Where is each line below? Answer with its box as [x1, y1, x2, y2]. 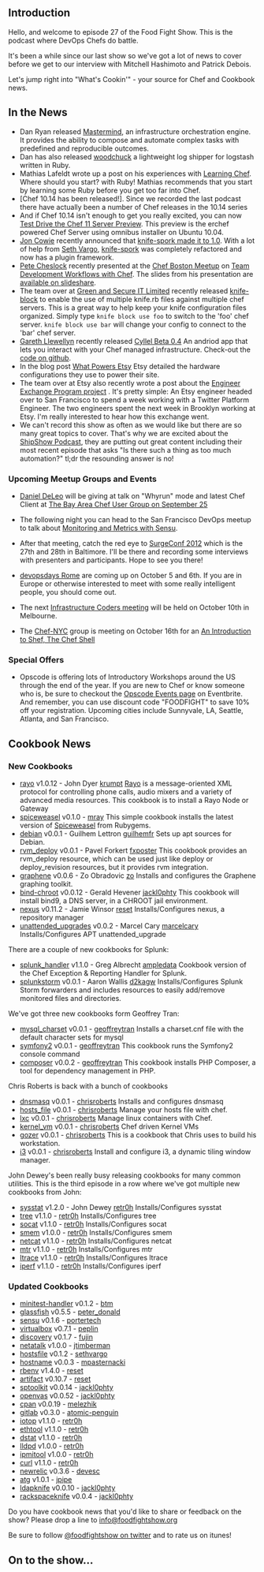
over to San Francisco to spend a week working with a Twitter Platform [19, 394, 250, 405]
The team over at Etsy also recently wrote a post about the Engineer [19, 378, 241, 387]
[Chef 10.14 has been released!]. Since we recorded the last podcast [19, 193, 242, 204]
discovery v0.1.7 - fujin [19, 1332, 93, 1342]
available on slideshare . [19, 278, 97, 287]
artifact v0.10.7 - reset [19, 1374, 91, 1383]
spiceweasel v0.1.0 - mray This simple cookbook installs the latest [19, 812, 234, 821]
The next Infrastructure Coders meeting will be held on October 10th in [19, 603, 250, 612]
